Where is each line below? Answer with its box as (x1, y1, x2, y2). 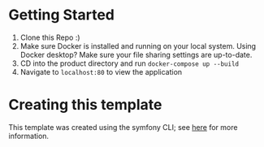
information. (8, 131, 50, 141)
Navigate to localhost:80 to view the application (19, 67, 183, 76)
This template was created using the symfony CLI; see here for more (8, 122, 238, 132)
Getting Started (8, 6, 115, 24)
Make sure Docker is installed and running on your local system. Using (19, 41, 257, 50)
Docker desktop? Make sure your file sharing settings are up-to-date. (19, 50, 253, 59)
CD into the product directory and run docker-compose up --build (19, 58, 240, 68)
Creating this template (8, 96, 162, 115)
